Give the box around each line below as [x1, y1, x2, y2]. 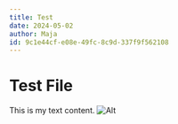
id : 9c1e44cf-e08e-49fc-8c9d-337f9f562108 [9, 37, 169, 47]
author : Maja [9, 29, 58, 38]
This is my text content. [9, 105, 95, 116]
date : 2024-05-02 [9, 21, 74, 30]
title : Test [9, 12, 53, 22]
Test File [9, 76, 74, 96]
